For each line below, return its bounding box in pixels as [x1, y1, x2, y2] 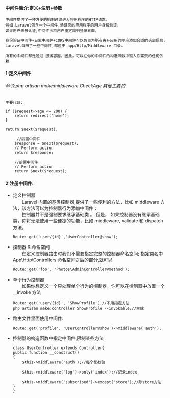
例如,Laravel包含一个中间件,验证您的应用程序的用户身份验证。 [5, 23, 121, 28]
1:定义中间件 [5, 70, 32, 76]
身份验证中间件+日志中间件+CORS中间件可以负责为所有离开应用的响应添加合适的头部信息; [5, 38, 166, 43]
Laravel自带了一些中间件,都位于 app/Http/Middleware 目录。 [5, 43, 125, 48]
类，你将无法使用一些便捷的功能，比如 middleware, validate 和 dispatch [12, 218, 163, 224]
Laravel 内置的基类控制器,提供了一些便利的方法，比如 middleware [21, 199, 160, 205]
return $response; [14, 150, 54, 155]
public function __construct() [12, 350, 80, 355]
